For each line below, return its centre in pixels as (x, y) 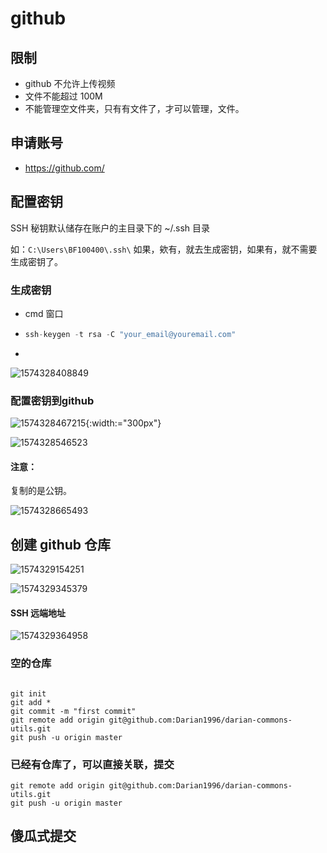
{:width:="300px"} (123, 423)
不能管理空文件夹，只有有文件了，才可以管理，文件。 (134, 108)
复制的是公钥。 (41, 491)
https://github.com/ (64, 168)
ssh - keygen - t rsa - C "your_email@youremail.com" (130, 334)
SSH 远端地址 (38, 613)
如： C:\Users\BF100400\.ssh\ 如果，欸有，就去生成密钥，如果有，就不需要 (164, 249)
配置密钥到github (52, 400)
